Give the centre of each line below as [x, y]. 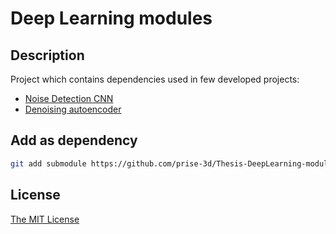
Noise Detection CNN [69, 98]
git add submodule [48, 163]
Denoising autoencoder [73, 109]
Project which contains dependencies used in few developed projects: [155, 79]
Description [47, 55]
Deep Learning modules [111, 18]
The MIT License [45, 219]
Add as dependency [74, 140]
